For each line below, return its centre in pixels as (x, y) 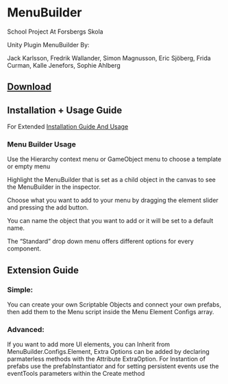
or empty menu (29, 166)
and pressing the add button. (48, 207)
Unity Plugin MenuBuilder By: (49, 44)
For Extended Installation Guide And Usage (68, 127)
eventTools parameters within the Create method (76, 374)
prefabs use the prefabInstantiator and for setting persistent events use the (113, 366)
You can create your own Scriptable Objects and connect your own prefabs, (114, 305)
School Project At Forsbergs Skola (55, 31)
